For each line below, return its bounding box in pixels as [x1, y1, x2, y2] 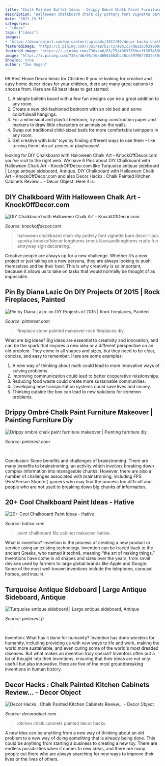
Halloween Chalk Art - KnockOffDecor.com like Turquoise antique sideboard [5, 163, 160, 169]
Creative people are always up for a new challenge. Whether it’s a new [5, 252, 148, 259]
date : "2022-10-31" [5, 16, 45, 21]
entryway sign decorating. [17, 243, 70, 249]
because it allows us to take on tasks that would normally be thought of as [5, 268, 156, 274]
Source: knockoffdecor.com [5, 223, 61, 229]
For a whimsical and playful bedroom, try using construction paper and [12, 117, 156, 123]
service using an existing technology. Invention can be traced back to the [5, 545, 154, 551]
